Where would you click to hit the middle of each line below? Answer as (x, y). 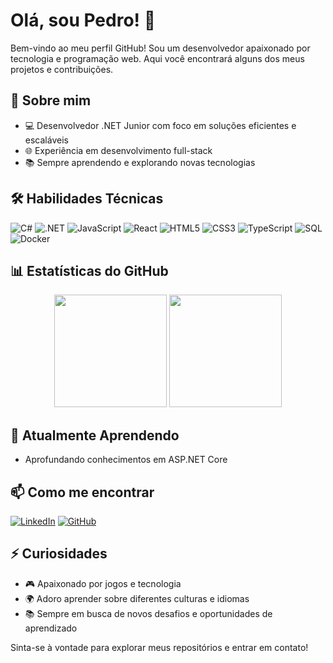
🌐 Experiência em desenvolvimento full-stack (118, 150)
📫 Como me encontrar (82, 492)
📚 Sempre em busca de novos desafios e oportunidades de (148, 613)
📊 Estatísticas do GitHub (89, 270)
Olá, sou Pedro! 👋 (83, 20)
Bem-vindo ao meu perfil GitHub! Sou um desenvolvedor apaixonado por (160, 48)
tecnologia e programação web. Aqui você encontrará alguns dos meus (157, 58)
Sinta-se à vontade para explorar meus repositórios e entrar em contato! (159, 647)
